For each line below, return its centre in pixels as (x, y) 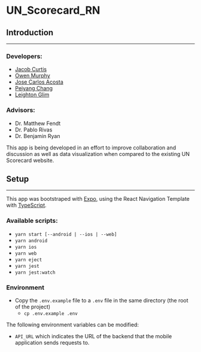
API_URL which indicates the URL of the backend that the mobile (93, 336)
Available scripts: (32, 221)
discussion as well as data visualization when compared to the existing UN (98, 154)
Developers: (25, 56)
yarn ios (26, 247)
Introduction (30, 33)
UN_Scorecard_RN (53, 10)
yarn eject (28, 260)
